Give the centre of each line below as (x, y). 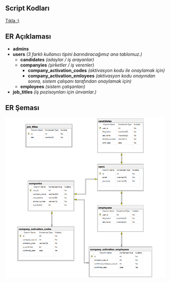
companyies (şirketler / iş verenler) (57, 65)
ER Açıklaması (28, 37)
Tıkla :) (12, 20)
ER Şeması (22, 108)
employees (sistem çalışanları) (53, 86)
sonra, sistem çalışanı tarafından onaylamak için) (80, 81)
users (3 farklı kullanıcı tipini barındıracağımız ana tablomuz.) (77, 54)
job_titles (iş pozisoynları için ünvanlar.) (55, 92)
